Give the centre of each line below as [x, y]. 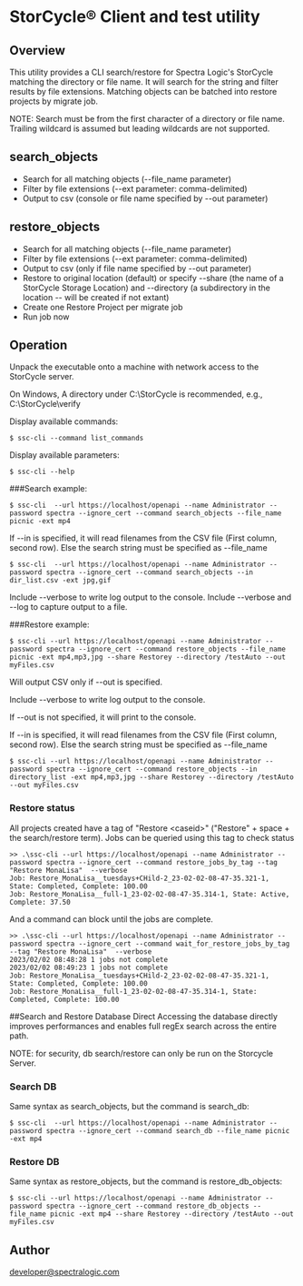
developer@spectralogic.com [64, 1272]
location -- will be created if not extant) [96, 297]
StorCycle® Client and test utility [135, 17]
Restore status [42, 808]
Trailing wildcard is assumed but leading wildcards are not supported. [140, 128]
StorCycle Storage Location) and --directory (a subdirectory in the [146, 288]
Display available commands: [64, 421]
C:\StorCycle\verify [45, 404]
